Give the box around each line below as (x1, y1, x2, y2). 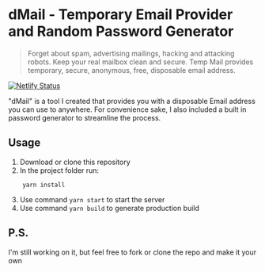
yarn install (22, 181, 66, 189)
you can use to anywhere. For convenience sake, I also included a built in (8, 105, 247, 114)
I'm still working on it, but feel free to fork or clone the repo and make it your (8, 247, 257, 257)
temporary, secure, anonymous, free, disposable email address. (27, 65, 236, 75)
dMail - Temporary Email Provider (8, 6, 233, 24)
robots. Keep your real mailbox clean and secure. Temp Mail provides (27, 57, 254, 67)
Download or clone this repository (19, 157, 131, 167)
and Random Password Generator (8, 22, 234, 40)
